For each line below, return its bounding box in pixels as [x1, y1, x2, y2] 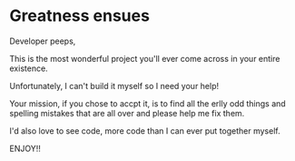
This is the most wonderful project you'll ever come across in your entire [9, 53, 280, 64]
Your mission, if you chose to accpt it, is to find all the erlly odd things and [9, 97, 286, 109]
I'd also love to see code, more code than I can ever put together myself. [9, 125, 280, 136]
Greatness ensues [9, 5, 150, 26]
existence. [9, 63, 48, 74]
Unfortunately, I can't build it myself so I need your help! [9, 80, 220, 91]
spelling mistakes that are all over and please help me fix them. [9, 107, 245, 118]
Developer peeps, [9, 35, 76, 46]
